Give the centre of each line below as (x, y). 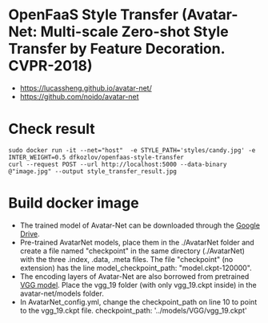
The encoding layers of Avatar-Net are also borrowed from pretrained (134, 276)
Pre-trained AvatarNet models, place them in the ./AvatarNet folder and (137, 242)
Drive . (30, 233)
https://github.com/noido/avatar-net (79, 96)
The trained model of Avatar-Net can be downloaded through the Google (140, 225)
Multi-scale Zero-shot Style (135, 32)
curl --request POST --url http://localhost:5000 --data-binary (118, 164)
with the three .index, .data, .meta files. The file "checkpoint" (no (126, 259)
